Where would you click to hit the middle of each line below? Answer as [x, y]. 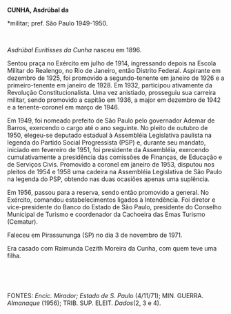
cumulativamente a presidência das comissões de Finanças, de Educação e [115, 157]
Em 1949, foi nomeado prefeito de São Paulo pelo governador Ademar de [111, 121]
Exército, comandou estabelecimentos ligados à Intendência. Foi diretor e [111, 200]
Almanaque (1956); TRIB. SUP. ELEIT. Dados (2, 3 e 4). [84, 303]
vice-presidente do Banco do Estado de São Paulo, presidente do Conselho [114, 207]
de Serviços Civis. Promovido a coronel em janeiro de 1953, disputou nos [111, 164]
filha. [14, 255]
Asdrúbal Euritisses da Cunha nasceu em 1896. [74, 50]
